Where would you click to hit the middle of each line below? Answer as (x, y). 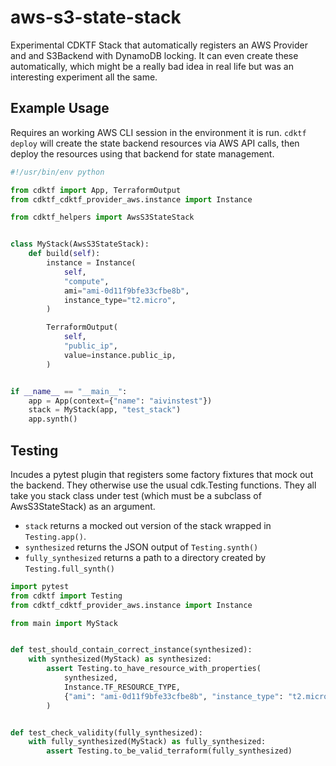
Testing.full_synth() (69, 569)
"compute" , (86, 281)
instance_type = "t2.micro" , (120, 300)
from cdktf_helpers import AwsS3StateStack (102, 217)
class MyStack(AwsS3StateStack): (80, 244)
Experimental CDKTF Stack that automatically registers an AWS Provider (159, 45)
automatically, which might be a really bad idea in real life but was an (152, 66)
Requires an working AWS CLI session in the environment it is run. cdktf (158, 132)
